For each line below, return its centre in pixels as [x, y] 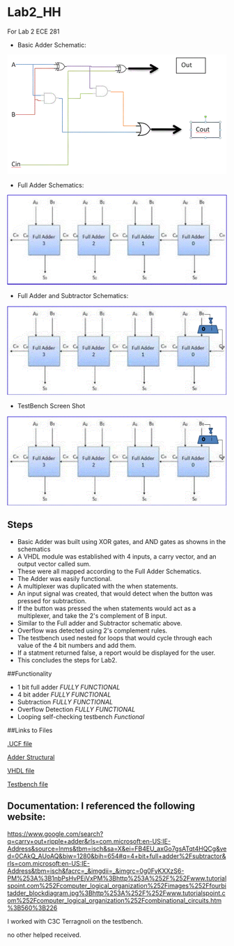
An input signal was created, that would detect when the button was [115, 594]
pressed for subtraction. [52, 600]
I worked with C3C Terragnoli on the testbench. [75, 921]
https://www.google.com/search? [55, 834]
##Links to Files [30, 730]
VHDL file [21, 770]
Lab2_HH [34, 12]
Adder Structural [31, 757]
